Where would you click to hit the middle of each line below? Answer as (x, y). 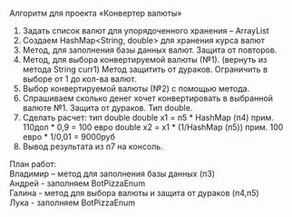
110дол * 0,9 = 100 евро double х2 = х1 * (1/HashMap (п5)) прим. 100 (153, 127)
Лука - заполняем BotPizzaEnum (73, 202)
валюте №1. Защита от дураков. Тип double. (107, 108)
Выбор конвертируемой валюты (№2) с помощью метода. (136, 89)
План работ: (33, 164)
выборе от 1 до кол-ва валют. (79, 79)
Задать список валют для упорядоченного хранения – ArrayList (146, 30)
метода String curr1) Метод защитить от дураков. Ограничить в (145, 69)
